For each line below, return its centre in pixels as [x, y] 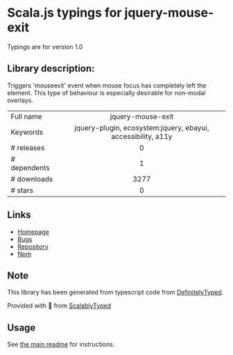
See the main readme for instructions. [61, 345]
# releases [28, 147]
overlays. [20, 100]
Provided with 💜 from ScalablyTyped [59, 306]
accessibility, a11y [141, 136]
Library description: [51, 68]
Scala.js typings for [64, 13]
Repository [33, 246]
